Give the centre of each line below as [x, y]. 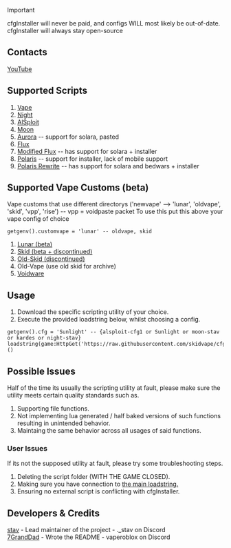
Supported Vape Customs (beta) [78, 188]
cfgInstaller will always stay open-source [65, 31]
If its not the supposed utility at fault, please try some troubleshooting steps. [115, 463]
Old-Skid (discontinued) [51, 259]
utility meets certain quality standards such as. [73, 395]
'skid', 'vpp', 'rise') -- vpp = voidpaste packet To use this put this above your [115, 212]
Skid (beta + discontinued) [55, 252]
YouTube [20, 69]
